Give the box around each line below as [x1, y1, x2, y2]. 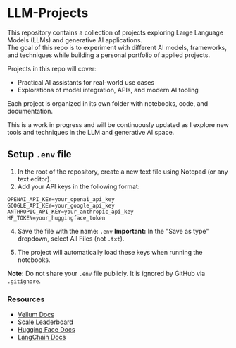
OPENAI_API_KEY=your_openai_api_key [7, 196, 115, 203]
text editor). [17, 174, 51, 183]
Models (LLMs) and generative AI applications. [7, 35, 143, 44]
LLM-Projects [7, 5, 89, 21]
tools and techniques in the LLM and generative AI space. [7, 128, 175, 136]
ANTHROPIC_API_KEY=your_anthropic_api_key [7, 208, 134, 215]
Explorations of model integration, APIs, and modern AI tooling [17, 85, 199, 94]
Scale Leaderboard [17, 318, 74, 326]
